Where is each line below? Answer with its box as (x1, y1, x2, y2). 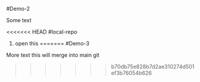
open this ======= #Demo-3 (14, 40, 90, 47)
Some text (6, 17, 32, 23)
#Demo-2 (6, 5, 30, 12)
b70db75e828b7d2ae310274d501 (111, 63, 195, 70)
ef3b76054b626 (111, 69, 152, 77)
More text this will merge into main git (6, 51, 99, 59)
